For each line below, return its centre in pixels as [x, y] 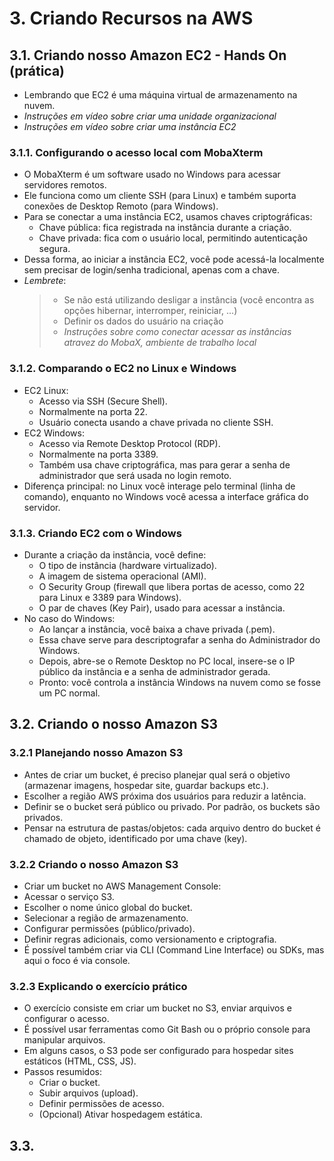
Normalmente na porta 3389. [98, 454]
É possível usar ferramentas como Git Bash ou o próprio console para [167, 1029]
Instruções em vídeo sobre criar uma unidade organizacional [150, 116]
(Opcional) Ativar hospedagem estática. [120, 1114]
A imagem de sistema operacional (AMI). [122, 576]
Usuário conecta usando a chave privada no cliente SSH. [156, 422]
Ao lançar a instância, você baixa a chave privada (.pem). [157, 629]
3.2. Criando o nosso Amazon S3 [113, 724]
